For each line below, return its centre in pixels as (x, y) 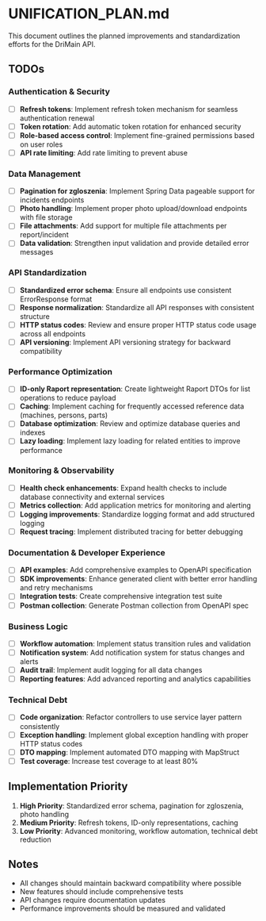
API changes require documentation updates (93, 900)
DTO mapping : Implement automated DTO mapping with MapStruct (129, 752)
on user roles (41, 144)
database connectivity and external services (92, 497)
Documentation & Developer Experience (87, 552)
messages (36, 252)
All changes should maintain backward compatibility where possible (130, 883)
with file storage (46, 217)
